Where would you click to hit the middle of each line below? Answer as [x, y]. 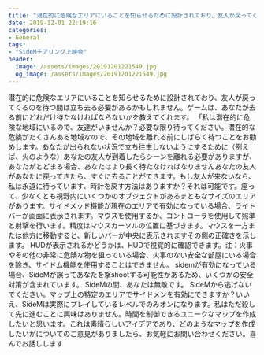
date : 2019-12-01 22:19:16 [52, 23]
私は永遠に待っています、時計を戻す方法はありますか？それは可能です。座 [128, 186]
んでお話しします [36, 343]
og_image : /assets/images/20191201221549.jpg [91, 74]
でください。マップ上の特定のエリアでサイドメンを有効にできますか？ [122, 294]
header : [21, 60]
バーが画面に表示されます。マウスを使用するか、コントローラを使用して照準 [132, 215]
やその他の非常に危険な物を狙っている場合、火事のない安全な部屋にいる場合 [132, 255]
